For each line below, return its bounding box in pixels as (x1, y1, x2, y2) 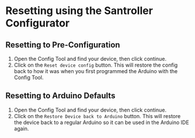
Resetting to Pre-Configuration (5, 40, 120, 50)
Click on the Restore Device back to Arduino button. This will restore (13, 112, 181, 119)
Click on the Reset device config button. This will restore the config (13, 61, 178, 68)
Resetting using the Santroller (5, 4, 153, 18)
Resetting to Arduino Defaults (5, 91, 116, 101)
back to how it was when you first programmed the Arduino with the (13, 68, 178, 74)
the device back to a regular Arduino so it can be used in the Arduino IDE (13, 119, 189, 126)
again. (13, 125, 29, 132)
